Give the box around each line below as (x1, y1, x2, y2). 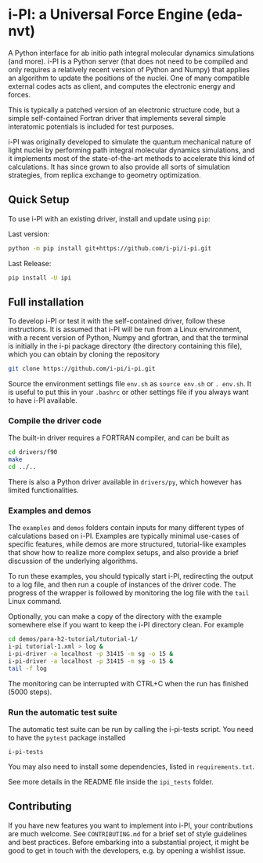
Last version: (8, 229, 50, 239)
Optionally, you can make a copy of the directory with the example (8, 612, 222, 621)
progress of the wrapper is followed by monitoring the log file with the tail (8, 588, 250, 598)
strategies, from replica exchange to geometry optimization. (8, 170, 201, 180)
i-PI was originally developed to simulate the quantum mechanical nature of (8, 137, 252, 146)
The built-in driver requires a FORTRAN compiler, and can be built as (8, 433, 229, 443)
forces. (8, 90, 31, 99)
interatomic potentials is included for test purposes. (8, 122, 175, 131)
